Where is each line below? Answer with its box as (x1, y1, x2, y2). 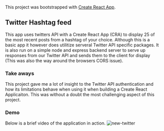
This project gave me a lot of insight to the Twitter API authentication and (5, 81, 154, 87)
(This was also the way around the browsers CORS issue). (5, 58, 123, 64)
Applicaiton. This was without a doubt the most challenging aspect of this (5, 92, 155, 98)
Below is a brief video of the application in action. (5, 120, 106, 126)
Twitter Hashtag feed (5, 18, 72, 27)
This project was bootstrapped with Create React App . (5, 4, 116, 10)
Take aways (5, 70, 35, 77)
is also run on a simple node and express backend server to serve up (5, 47, 146, 53)
